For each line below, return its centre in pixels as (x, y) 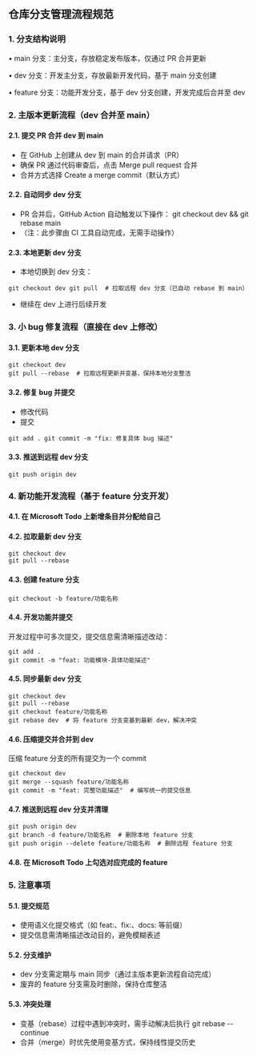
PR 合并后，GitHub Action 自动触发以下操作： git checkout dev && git (134, 214)
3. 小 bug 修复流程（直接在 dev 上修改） (85, 327)
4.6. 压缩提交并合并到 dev (51, 739)
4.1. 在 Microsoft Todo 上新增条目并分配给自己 (84, 517)
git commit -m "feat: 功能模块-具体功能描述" (79, 660)
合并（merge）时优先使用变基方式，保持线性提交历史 (108, 1042)
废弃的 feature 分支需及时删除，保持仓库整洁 (93, 985)
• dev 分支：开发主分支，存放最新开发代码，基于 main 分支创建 (112, 75)
